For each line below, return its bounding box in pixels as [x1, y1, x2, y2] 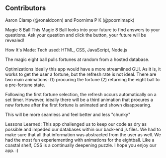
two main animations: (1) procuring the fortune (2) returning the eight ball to [5, 76, 160, 82]
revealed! [5, 37, 24, 43]
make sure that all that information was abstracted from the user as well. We [5, 131, 162, 138]
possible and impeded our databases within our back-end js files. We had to [5, 126, 161, 132]
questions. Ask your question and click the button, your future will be [5, 32, 147, 38]
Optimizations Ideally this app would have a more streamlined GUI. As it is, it [5, 66, 161, 72]
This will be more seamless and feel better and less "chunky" [5, 111, 131, 117]
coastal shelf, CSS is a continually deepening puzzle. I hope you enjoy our [5, 142, 157, 148]
